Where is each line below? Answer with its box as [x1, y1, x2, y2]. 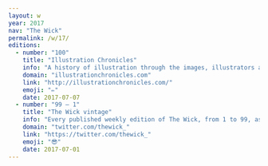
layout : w [8, 11, 41, 20]
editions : [8, 41, 41, 49]
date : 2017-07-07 [22, 93, 81, 101]
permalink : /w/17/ [8, 34, 69, 42]
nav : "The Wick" [8, 26, 62, 34]
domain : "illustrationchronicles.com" [22, 71, 152, 79]
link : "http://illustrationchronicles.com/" [22, 78, 173, 86]
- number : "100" [15, 49, 69, 57]
